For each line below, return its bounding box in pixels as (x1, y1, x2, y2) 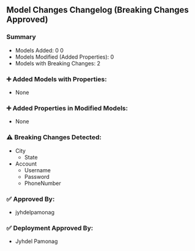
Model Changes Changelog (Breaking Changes (6, 5, 189, 15)
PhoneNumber (24, 180, 61, 187)
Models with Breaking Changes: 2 (15, 59, 101, 67)
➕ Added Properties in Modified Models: (6, 104, 128, 112)
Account (15, 160, 37, 167)
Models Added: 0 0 (15, 46, 64, 54)
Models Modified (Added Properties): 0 (15, 53, 114, 60)
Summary (6, 33, 37, 42)
